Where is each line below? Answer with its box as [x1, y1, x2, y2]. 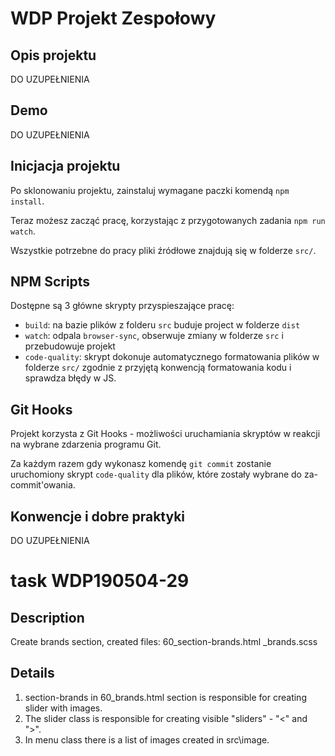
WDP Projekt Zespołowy [10, 7, 217, 30]
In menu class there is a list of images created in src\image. [24, 733, 270, 746]
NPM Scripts [10, 273, 91, 291]
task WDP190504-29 [10, 570, 190, 592]
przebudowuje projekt [24, 340, 116, 352]
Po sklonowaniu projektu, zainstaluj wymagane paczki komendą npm [10, 184, 290, 196]
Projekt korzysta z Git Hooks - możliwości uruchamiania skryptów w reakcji [10, 428, 321, 440]
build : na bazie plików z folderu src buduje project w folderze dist [24, 319, 301, 331]
